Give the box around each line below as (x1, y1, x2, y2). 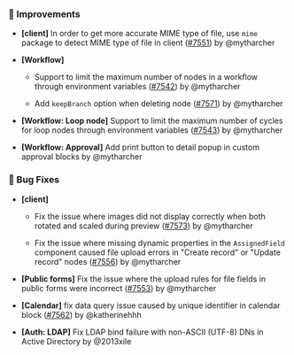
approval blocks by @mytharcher (20, 151, 143, 162)
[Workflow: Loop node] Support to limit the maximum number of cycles (20, 115, 283, 127)
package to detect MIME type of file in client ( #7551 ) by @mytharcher (20, 37, 275, 48)
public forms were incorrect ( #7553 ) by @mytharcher (20, 282, 217, 293)
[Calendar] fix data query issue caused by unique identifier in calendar (20, 300, 281, 311)
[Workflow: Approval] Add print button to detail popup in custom (20, 142, 260, 153)
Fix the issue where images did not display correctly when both (34, 211, 267, 221)
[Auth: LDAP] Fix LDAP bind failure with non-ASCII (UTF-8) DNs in (20, 327, 264, 337)
